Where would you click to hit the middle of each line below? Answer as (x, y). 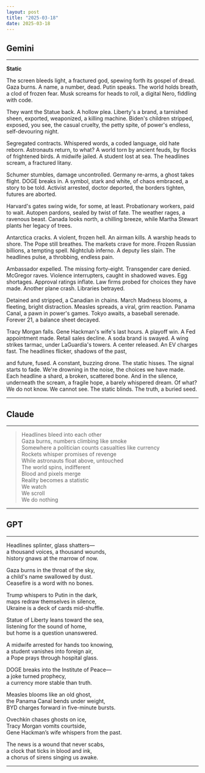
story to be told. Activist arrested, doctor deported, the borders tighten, (96, 188)
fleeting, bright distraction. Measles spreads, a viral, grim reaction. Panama (101, 307)
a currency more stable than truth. (49, 682)
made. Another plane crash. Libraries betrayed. (66, 288)
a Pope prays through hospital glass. (52, 658)
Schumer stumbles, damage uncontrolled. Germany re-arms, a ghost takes (100, 175)
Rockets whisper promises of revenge (69, 454)
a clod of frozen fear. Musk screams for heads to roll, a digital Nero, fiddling (102, 94)
